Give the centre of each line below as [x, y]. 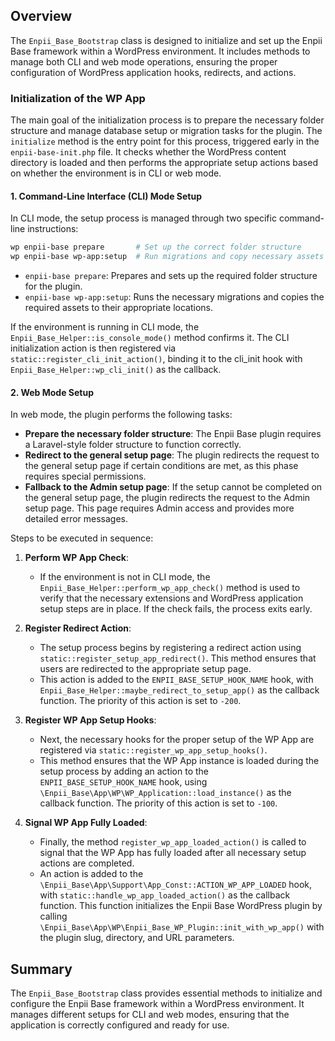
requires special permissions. [85, 476]
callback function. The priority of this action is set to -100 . [158, 803]
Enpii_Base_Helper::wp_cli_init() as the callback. [116, 370]
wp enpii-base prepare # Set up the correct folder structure [156, 247]
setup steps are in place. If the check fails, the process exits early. [176, 609]
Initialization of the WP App [78, 98]
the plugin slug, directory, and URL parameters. [137, 938]
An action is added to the [91, 874]
